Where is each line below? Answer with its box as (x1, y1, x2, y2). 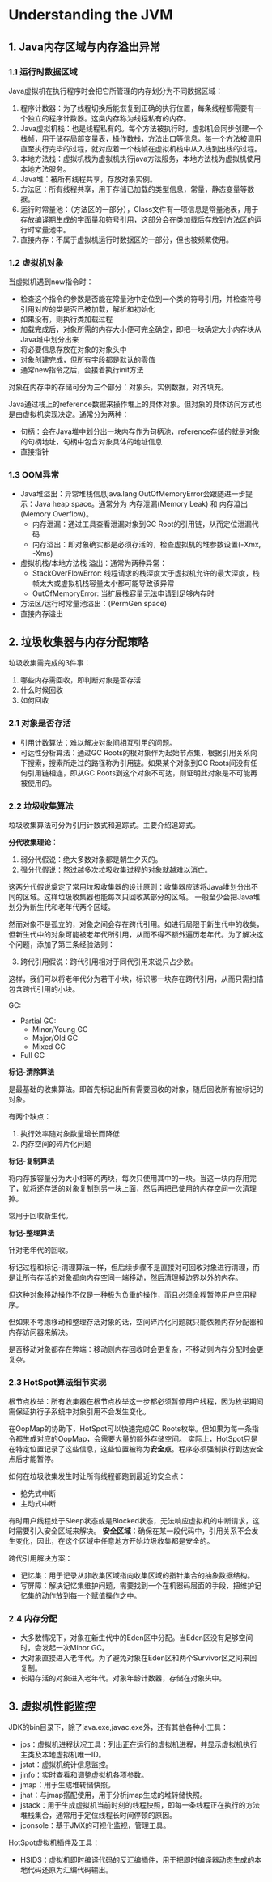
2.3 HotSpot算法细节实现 (8, 1376, 107, 1387)
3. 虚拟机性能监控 (8, 1699, 96, 1713)
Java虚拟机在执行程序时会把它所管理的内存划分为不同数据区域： (8, 86, 223, 96)
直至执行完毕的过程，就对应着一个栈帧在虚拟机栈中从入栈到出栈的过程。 (19, 143, 261, 153)
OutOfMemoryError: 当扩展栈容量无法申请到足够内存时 (32, 588, 215, 598)
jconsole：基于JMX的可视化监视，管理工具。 (19, 1820, 171, 1830)
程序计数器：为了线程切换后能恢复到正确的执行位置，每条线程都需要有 (19, 103, 255, 113)
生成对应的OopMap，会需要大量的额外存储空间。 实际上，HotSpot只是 (22, 1434, 258, 1444)
